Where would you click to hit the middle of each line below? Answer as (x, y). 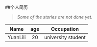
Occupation (65, 29)
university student (65, 37)
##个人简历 (16, 7)
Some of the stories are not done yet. (55, 17)
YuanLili (17, 37)
